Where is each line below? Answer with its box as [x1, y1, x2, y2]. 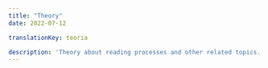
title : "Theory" [8, 11, 63, 20]
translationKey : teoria [8, 34, 89, 42]
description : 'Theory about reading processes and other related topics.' [8, 48, 265, 56]
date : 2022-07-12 [8, 19, 67, 27]
